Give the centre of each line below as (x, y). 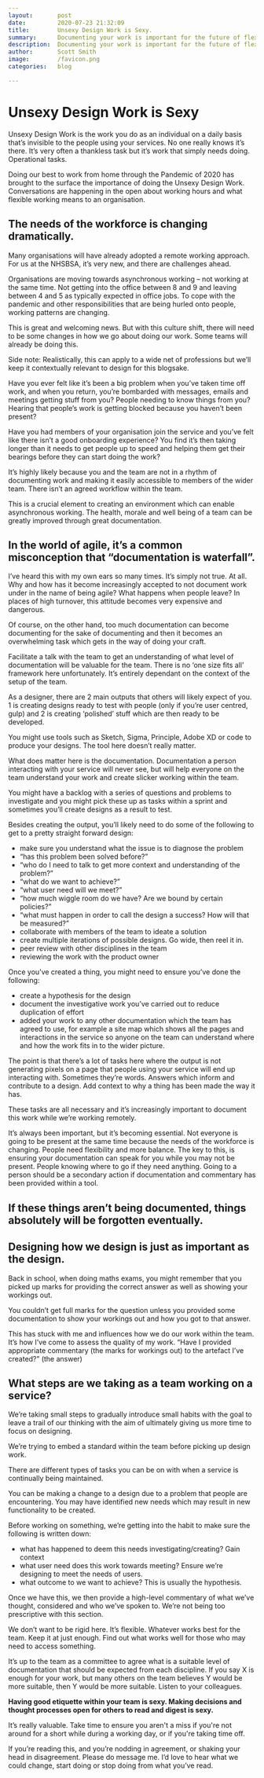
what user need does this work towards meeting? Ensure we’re (121, 1566)
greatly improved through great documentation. (85, 520)
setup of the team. (38, 682)
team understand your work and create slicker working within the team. (124, 778)
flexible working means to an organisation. (77, 199)
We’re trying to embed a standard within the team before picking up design (130, 1446)
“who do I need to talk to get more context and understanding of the (130, 865)
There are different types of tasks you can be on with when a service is (123, 1470)
